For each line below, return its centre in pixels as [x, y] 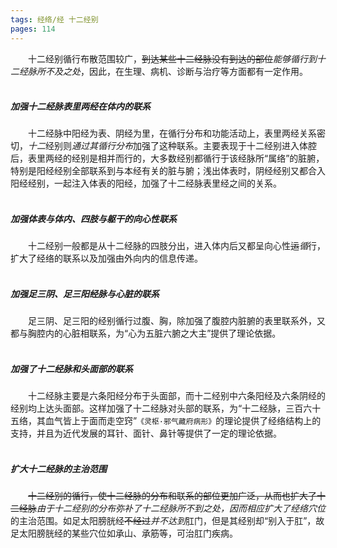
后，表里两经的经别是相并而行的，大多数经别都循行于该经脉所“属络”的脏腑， [167, 158]
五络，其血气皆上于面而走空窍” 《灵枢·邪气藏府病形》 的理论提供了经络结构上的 [166, 421]
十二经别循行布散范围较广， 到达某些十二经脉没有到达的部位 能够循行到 [172, 58]
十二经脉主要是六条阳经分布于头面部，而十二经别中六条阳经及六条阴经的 [177, 396]
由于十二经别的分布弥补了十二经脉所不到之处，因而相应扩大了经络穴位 [181, 508]
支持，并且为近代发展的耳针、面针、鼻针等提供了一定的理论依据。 [146, 433]
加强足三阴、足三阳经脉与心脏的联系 [85, 294]
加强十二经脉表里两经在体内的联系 [80, 107]
